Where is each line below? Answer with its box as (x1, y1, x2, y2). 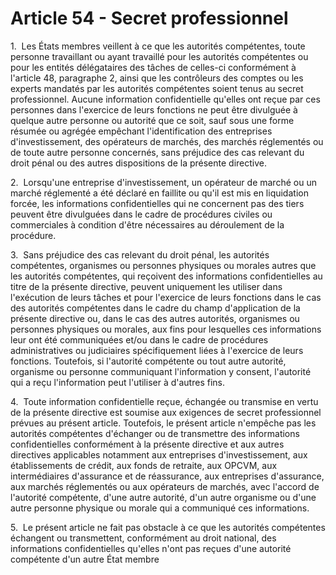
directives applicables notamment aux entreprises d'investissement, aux (10, 448, 308, 461)
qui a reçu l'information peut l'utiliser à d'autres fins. (10, 376, 225, 388)
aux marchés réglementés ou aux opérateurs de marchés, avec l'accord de (10, 480, 320, 492)
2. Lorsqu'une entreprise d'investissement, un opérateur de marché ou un (10, 176, 317, 188)
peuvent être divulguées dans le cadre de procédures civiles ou (10, 208, 273, 220)
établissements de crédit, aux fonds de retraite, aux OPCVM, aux (10, 459, 278, 471)
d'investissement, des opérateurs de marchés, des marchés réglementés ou (10, 135, 324, 147)
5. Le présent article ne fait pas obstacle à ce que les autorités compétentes (10, 521, 326, 533)
